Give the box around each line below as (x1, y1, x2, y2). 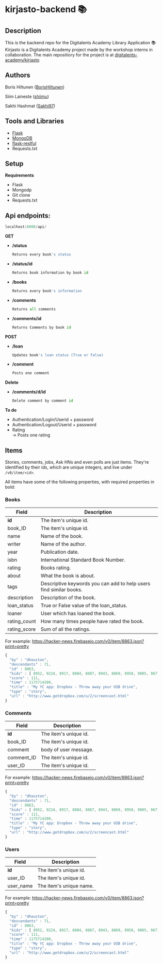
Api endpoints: (5, 211, 51, 219)
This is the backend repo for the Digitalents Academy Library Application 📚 (5, 40, 156, 45)
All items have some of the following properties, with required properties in (5, 479, 154, 485)
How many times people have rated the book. (40, 618, 144, 625)
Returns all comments (12, 307, 56, 311)
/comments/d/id (12, 389, 46, 395)
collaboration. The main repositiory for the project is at (5, 52, 114, 57)
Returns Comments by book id (12, 325, 71, 330)
